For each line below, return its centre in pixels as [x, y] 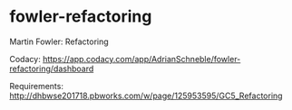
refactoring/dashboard [52, 69]
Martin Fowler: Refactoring [59, 41]
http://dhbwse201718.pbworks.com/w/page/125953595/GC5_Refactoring [146, 96]
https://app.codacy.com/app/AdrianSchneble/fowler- [141, 59]
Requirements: [36, 86]
